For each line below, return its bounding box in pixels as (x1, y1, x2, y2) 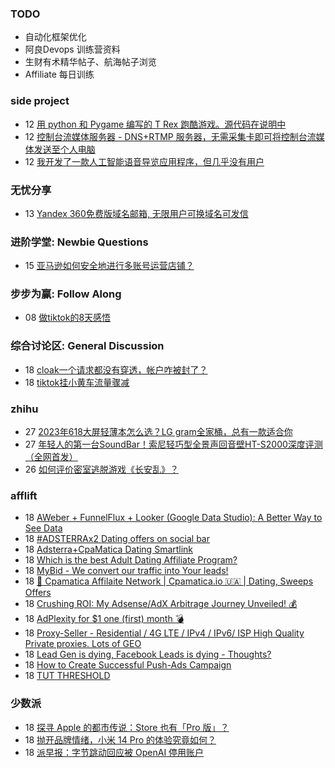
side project (10, 94, 70, 108)
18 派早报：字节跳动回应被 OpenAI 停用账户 (24, 746, 205, 758)
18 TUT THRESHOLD (24, 670, 111, 682)
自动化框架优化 (24, 31, 87, 43)
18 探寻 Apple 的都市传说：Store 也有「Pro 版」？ (24, 721, 230, 733)
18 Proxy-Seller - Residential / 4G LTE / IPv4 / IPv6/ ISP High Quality (24, 627, 305, 639)
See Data (24, 522, 63, 534)
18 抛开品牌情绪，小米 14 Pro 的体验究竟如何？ (24, 733, 217, 746)
